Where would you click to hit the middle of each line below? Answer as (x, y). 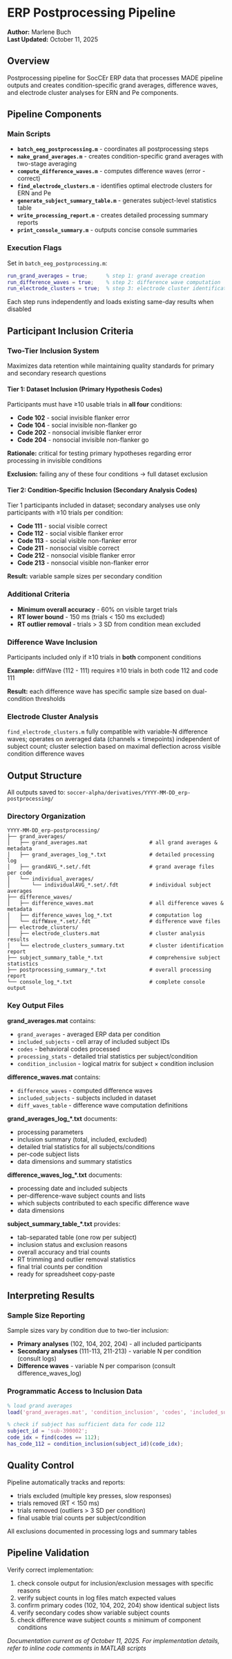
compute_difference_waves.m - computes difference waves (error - (111, 171)
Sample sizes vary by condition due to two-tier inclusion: (88, 1331)
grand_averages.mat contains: (51, 1020)
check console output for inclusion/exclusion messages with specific (115, 1583)
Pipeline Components (55, 115)
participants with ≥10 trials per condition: (65, 513)
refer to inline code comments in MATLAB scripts (77, 1648)
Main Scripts (29, 134)
